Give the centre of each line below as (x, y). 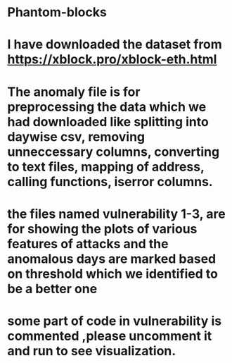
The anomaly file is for (74, 92)
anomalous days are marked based (112, 259)
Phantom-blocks (57, 12)
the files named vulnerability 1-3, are (117, 214)
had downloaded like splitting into (108, 122)
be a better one (52, 289)
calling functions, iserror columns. (110, 181)
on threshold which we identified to (112, 274)
